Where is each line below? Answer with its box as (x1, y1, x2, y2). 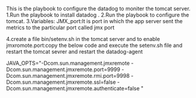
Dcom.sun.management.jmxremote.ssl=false (6, 78, 116, 86)
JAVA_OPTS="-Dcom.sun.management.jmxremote (6, 59, 130, 67)
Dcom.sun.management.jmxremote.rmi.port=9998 (6, 72, 130, 79)
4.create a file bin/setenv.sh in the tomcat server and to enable (6, 36, 160, 42)
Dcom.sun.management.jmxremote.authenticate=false (6, 85, 140, 91)
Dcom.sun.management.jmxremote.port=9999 (6, 66, 120, 73)
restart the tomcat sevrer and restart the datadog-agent (6, 48, 143, 55)
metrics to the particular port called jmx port (6, 24, 115, 31)
